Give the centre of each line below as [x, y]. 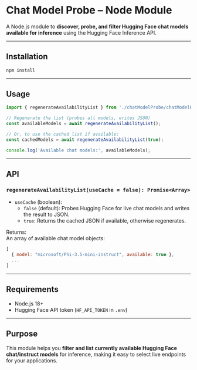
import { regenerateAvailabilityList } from [61, 107]
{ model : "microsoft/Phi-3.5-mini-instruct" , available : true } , [93, 255]
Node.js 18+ [29, 304]
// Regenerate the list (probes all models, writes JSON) [78, 118]
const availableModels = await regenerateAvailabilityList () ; [84, 124]
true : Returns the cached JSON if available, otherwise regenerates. [105, 221]
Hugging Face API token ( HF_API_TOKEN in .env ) [71, 310]
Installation [27, 57]
